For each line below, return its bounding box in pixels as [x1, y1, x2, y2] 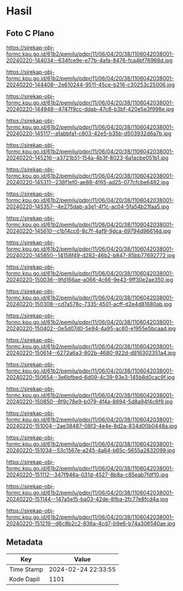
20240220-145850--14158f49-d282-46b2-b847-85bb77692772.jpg [6, 252, 175, 259]
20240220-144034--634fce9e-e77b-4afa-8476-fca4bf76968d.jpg [6, 57, 173, 64]
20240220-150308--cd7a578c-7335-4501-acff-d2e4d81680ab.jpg [6, 301, 172, 307]
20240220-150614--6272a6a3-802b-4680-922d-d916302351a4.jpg [6, 349, 176, 356]
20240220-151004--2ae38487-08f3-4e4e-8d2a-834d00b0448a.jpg [6, 422, 178, 430]
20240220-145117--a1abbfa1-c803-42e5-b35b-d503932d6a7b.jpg [6, 130, 172, 137]
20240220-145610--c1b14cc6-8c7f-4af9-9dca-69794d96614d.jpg [6, 227, 172, 235]
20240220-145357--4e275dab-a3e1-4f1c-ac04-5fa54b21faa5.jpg [6, 203, 169, 210]
